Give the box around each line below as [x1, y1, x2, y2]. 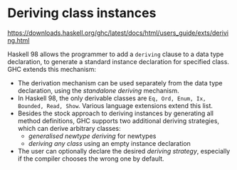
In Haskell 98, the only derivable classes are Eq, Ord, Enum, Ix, [17, 94, 206, 102]
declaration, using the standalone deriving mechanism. [17, 86, 179, 95]
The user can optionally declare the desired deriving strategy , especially [17, 147, 231, 155]
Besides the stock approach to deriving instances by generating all [17, 109, 214, 117]
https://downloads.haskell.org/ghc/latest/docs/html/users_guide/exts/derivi [7, 28, 229, 37]
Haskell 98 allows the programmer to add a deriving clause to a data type [7, 50, 224, 58]
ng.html [7, 36, 30, 44]
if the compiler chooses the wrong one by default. [17, 154, 165, 163]
